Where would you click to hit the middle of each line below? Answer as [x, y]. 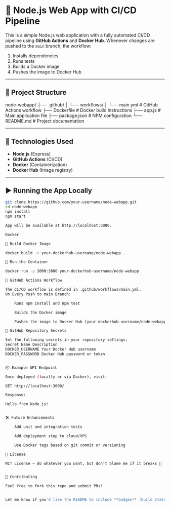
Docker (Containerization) [40, 165]
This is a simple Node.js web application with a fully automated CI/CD [78, 35]
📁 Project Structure [36, 92]
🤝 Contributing [21, 477]
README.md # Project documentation [45, 121]
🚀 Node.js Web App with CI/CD [71, 10]
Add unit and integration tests [48, 427]
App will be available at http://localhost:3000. [59, 225]
